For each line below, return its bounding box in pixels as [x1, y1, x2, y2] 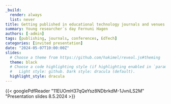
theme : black [10, 60, 38, 65]
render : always [10, 12, 42, 17]
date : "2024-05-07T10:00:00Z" [5, 45, 70, 50]
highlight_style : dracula [10, 74, 65, 79]
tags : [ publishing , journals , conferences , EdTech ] [5, 36, 117, 41]
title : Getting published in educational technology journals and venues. [5, 21, 167, 27]
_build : [5, 7, 22, 13]
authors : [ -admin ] [5, 31, 44, 36]
